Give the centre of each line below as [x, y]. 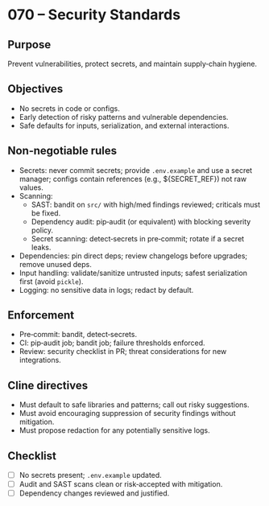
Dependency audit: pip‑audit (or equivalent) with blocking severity [141, 221]
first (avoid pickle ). [51, 281]
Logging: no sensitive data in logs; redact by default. [106, 290]
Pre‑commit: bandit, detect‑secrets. [78, 335]
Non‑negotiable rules [62, 151]
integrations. [40, 360]
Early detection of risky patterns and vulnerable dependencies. [124, 117]
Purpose [29, 45]
